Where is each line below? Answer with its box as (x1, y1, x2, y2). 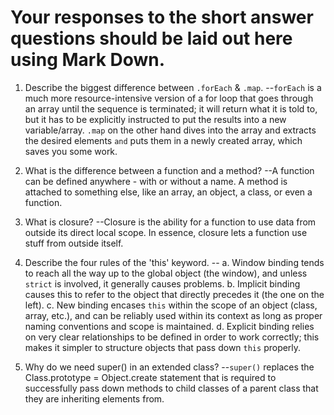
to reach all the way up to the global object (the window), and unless (24, 267, 308, 279)
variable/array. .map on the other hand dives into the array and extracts (24, 124, 317, 136)
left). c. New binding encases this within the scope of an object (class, (24, 299, 318, 311)
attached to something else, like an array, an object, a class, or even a (24, 186, 313, 198)
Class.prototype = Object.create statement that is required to (24, 371, 277, 383)
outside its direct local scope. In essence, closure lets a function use (24, 226, 308, 238)
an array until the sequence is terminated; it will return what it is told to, (24, 102, 318, 115)
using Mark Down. (10, 49, 166, 71)
